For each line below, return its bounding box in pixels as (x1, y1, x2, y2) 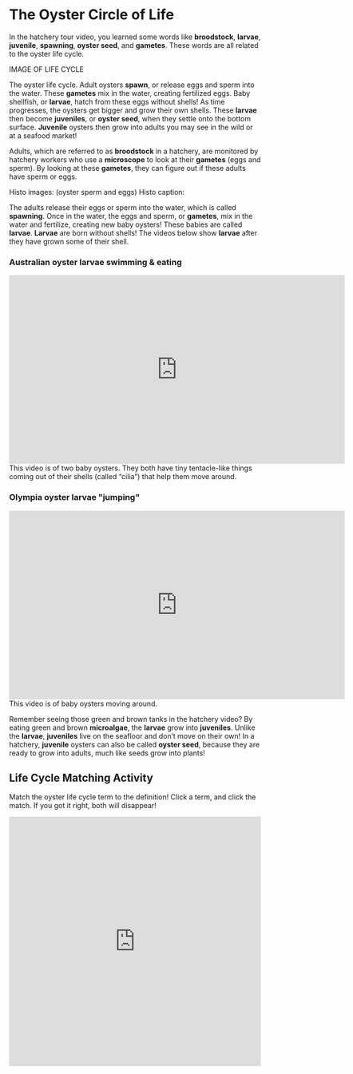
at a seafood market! (9, 130, 77, 141)
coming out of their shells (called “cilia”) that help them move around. (9, 472, 237, 482)
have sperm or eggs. (9, 172, 77, 181)
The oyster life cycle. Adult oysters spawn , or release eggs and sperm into (9, 80, 255, 89)
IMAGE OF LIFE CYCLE (9, 64, 85, 73)
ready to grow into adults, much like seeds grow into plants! (9, 748, 206, 758)
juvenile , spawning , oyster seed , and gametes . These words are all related (9, 40, 259, 50)
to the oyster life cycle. (9, 49, 85, 58)
